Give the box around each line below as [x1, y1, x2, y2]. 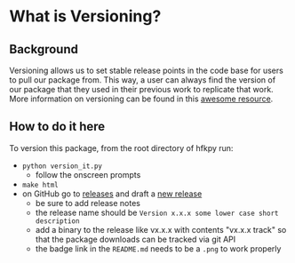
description [35, 216, 80, 226]
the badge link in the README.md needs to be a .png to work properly [35, 243, 282, 254]
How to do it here [9, 119, 106, 134]
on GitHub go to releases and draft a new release [21, 188, 203, 199]
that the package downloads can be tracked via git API [35, 234, 236, 244]
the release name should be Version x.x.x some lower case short [35, 207, 279, 218]
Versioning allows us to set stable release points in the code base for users [9, 65, 284, 76]
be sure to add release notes [35, 197, 140, 208]
